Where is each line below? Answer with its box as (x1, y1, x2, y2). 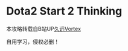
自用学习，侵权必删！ (6, 38, 59, 45)
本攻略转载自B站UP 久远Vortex (6, 25, 82, 32)
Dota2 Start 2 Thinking (6, 4, 123, 18)
